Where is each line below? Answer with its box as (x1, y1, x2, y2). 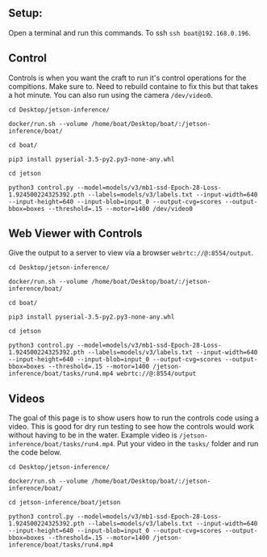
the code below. (8, 448, 62, 458)
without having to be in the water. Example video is (8, 430, 177, 440)
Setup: (8, 6, 43, 20)
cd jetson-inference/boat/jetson (8, 499, 121, 507)
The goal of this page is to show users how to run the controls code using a (8, 413, 260, 423)
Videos (8, 391, 45, 405)
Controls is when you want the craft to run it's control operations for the (8, 73, 247, 82)
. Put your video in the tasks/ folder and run (112, 439, 259, 449)
